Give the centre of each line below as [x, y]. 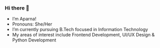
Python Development [34, 40]
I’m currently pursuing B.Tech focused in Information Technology [80, 29]
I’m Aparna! [24, 19]
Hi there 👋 [17, 8]
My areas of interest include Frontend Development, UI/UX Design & [83, 35]
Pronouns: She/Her [32, 24]
